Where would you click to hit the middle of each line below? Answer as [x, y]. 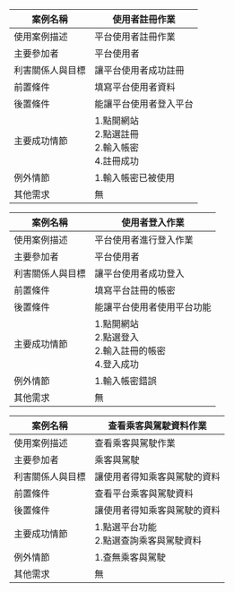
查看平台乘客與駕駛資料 [144, 493]
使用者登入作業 [153, 223]
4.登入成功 [117, 364]
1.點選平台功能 [126, 527]
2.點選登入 [117, 337]
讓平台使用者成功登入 [140, 274]
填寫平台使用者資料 [135, 87]
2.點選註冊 [117, 134]
